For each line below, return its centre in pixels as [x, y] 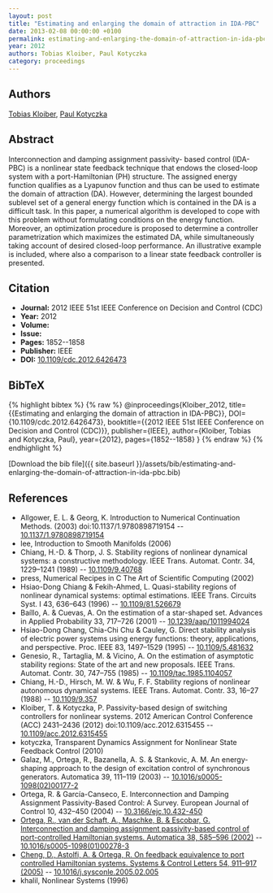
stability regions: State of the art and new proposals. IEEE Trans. [128, 664]
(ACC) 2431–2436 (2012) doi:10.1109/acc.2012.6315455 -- [117, 725]
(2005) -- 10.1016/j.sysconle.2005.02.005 [89, 872]
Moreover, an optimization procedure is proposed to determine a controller [133, 228]
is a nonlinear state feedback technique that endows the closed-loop [143, 168]
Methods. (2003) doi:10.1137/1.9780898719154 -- [102, 526]
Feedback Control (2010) [62, 751]
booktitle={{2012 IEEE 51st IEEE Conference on [186, 422]
